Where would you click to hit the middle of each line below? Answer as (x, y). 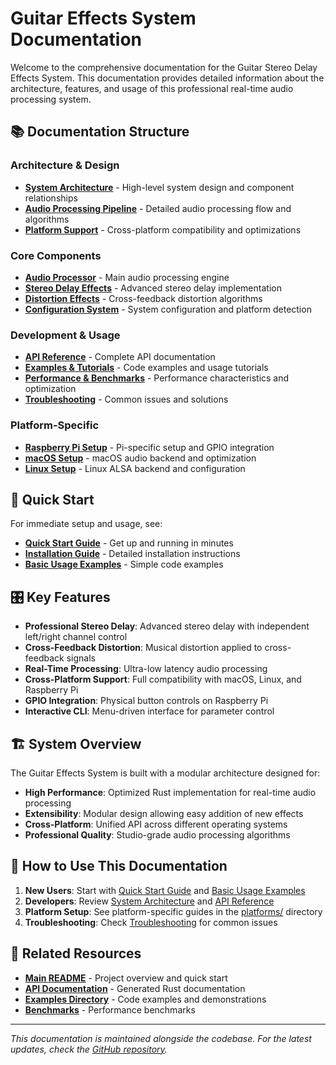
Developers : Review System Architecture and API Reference (149, 901)
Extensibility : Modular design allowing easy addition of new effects (164, 813)
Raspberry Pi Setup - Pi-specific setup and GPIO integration (149, 447)
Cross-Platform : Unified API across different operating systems (156, 824)
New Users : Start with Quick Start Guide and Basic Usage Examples (165, 890)
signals (81, 658)
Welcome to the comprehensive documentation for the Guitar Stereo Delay (164, 67)
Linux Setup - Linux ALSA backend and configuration (135, 468)
